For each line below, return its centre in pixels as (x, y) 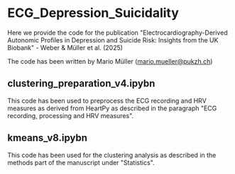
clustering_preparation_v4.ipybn (81, 84)
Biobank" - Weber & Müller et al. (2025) (65, 47)
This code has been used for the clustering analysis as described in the (112, 155)
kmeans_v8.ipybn (47, 138)
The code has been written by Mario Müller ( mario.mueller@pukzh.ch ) (110, 61)
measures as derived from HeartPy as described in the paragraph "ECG (112, 108)
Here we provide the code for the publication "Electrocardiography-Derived (118, 33)
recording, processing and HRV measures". (71, 115)
